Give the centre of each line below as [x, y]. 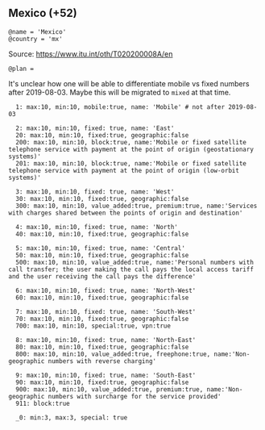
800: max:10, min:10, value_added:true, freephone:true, [113, 354]
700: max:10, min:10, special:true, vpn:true [93, 326]
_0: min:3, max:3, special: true [72, 417]
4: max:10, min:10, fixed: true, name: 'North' [97, 227]
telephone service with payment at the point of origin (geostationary [131, 149]
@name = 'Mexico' [37, 31]
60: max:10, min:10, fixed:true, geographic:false [102, 298]
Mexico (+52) [43, 13]
